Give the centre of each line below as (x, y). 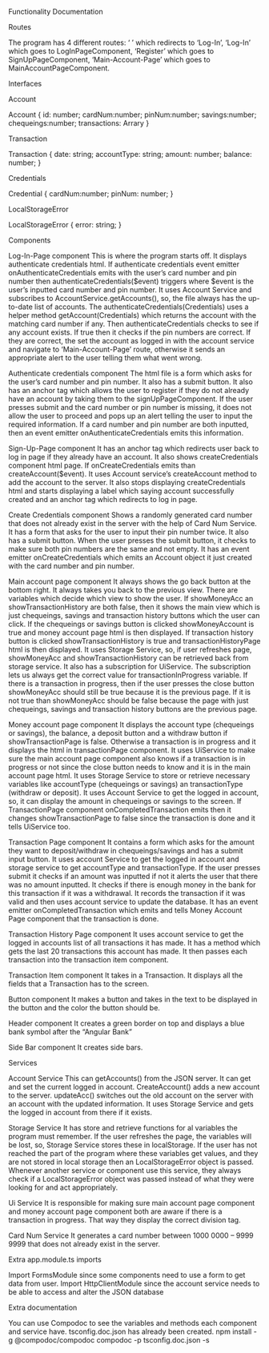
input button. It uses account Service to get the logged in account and (124, 859)
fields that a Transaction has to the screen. (79, 984)
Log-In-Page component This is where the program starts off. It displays (128, 256)
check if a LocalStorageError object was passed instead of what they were (131, 1179)
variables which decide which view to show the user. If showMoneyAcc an (131, 598)
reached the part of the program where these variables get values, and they (133, 1153)
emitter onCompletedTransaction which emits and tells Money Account (125, 910)
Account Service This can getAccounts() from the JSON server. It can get (130, 1078)
